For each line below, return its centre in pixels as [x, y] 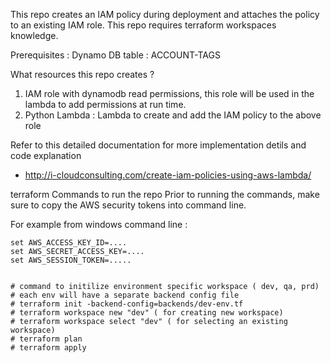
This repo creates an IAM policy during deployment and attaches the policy [165, 14]
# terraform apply [48, 348]
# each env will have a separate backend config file [125, 295]
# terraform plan [46, 339]
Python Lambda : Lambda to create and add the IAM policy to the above [173, 115]
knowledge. [34, 35]
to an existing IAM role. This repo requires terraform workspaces [143, 25]
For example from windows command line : [99, 224]
